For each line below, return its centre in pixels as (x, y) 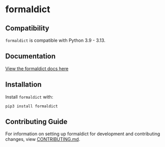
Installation (23, 85)
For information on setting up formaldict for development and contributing (83, 134)
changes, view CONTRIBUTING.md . (43, 139)
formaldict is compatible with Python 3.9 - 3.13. (56, 40)
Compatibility (27, 28)
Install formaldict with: (29, 97)
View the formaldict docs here (37, 68)
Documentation (31, 56)
